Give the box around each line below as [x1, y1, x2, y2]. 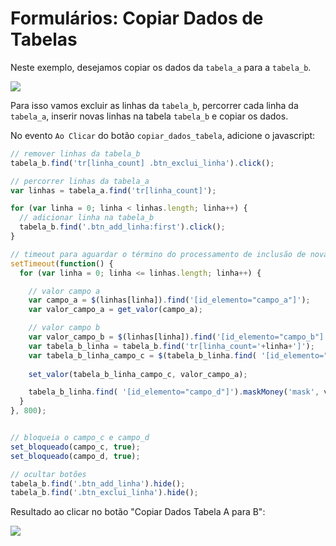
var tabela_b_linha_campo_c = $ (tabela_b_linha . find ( [28, 350, 257, 361]
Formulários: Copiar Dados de [10, 7, 264, 30]
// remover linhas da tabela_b [10, 148, 141, 159]
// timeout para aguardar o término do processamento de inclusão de [10, 249, 307, 259]
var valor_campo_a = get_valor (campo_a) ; [28, 305, 203, 315]
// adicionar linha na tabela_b [19, 213, 155, 223]
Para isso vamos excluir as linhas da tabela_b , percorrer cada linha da [10, 99, 299, 111]
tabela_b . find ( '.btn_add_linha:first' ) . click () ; [19, 222, 226, 232]
